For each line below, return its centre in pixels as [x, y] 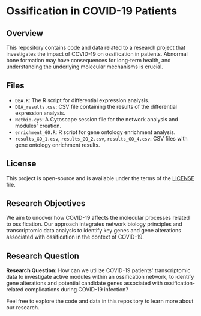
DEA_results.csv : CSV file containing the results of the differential [96, 106]
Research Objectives [46, 203]
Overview [25, 33]
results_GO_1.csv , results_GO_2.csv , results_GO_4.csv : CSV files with [101, 138]
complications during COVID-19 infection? [77, 290]
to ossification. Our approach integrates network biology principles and [94, 224]
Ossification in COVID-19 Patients [92, 11]
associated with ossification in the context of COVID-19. [75, 237]
